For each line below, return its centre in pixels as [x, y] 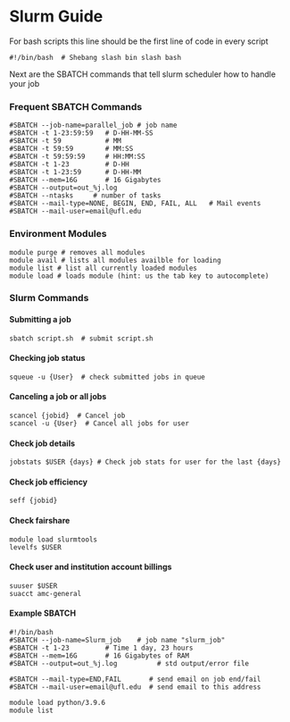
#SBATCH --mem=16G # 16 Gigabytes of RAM [99, 656]
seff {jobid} [33, 501]
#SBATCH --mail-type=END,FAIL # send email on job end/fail [135, 680]
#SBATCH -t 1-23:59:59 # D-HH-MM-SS [81, 133]
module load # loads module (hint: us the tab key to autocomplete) [139, 276]
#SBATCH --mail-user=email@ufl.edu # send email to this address [135, 687]
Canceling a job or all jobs [58, 397]
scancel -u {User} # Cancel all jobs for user [99, 424]
